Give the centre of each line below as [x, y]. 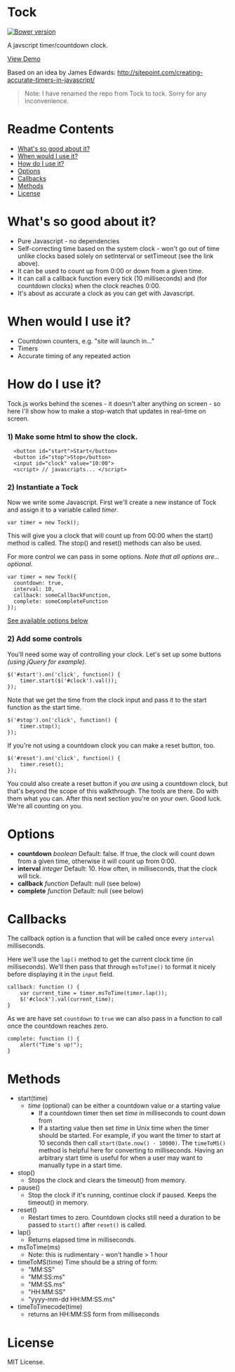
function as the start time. [45, 707]
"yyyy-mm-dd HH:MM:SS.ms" [72, 1299]
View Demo [24, 59]
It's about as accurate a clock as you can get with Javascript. [106, 293]
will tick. [29, 876]
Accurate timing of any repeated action [74, 355]
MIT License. [26, 1362]
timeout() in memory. [58, 1202]
